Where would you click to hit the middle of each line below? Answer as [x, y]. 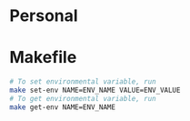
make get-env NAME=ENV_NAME [63, 107]
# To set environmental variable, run [83, 82]
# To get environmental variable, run [83, 98]
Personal [44, 16]
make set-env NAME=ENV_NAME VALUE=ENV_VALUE [95, 90]
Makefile [43, 58]
